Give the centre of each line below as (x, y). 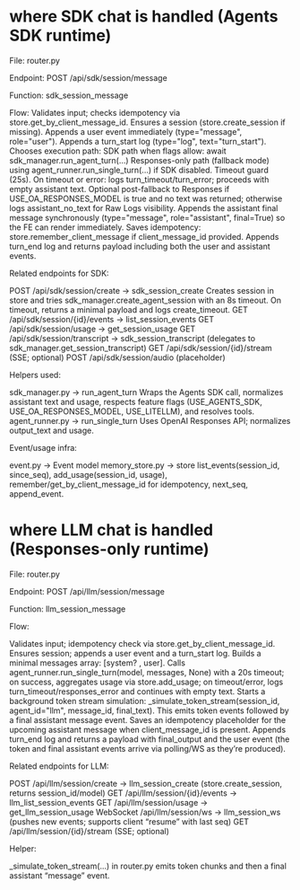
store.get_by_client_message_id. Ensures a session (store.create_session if (148, 122)
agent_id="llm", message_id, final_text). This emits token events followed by (149, 710)
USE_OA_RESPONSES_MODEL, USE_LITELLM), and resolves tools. (132, 411)
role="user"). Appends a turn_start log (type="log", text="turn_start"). (138, 141)
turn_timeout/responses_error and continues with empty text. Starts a (137, 691)
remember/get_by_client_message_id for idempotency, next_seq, (129, 484)
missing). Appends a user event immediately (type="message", (126, 131)
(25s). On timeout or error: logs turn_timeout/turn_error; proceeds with (139, 179)
